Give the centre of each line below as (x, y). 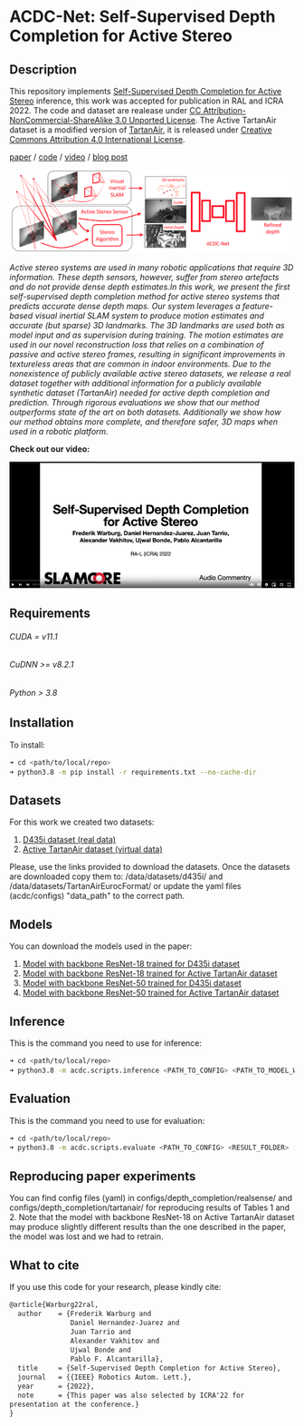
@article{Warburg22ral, (54, 1304)
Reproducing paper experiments (103, 1176)
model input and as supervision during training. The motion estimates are (147, 335)
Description (43, 69)
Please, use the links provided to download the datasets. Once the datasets (150, 867)
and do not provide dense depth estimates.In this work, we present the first (150, 287)
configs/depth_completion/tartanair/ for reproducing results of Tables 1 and (150, 1207)
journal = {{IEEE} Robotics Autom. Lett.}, (105, 1377)
